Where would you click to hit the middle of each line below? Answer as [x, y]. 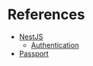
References [46, 15]
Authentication [55, 45]
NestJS [31, 37]
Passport [34, 53]
